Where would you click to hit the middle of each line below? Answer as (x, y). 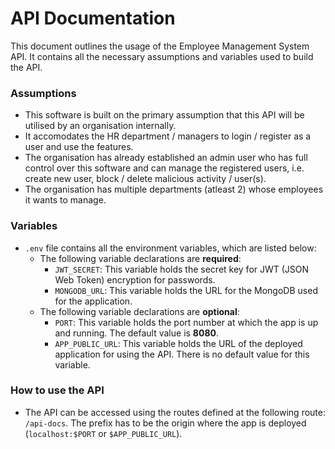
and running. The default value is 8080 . (137, 333)
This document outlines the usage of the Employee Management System (160, 46)
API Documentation (93, 18)
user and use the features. (79, 147)
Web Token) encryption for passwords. (135, 279)
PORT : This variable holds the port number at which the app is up (186, 322)
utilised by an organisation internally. (100, 126)
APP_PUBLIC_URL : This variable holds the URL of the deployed (178, 343)
